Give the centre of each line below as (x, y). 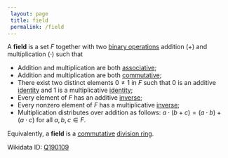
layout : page (29, 14)
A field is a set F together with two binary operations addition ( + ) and (107, 47)
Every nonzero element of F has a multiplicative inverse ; (99, 105)
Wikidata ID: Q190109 (38, 147)
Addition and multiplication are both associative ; (87, 68)
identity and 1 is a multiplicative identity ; (75, 90)
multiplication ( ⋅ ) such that (45, 54)
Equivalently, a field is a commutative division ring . (81, 133)
